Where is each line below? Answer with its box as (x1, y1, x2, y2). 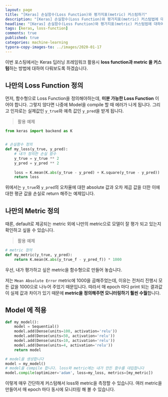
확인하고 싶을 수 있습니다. (5, 227, 55, 233)
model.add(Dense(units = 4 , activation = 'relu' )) (14, 342, 113, 348)
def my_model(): (5, 319, 39, 324)
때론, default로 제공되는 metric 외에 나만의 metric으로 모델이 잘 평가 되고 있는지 (5, 221, 161, 227)
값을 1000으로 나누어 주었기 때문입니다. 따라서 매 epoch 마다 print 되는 (10, 283, 149, 289)
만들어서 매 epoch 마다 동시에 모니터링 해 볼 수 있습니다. (5, 386, 115, 392)
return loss (14, 175, 39, 180)
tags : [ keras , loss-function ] (5, 26, 68, 31)
